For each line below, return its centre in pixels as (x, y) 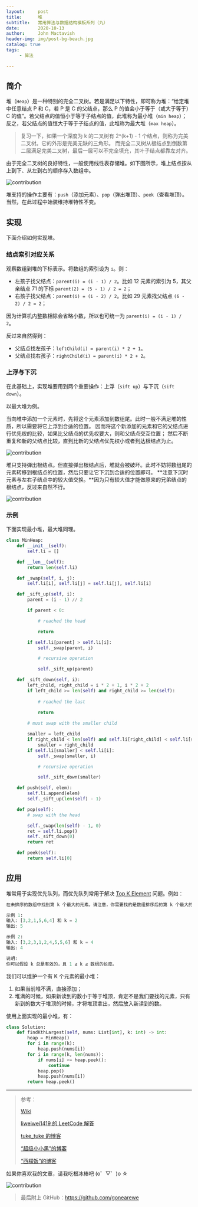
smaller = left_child (54, 734)
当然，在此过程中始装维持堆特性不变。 (52, 202)
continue (59, 1065)
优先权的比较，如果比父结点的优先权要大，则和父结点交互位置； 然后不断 (100, 433)
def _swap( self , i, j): (46, 578)
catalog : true (24, 45)
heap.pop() (51, 1071)
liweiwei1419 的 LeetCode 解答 (57, 1123)
